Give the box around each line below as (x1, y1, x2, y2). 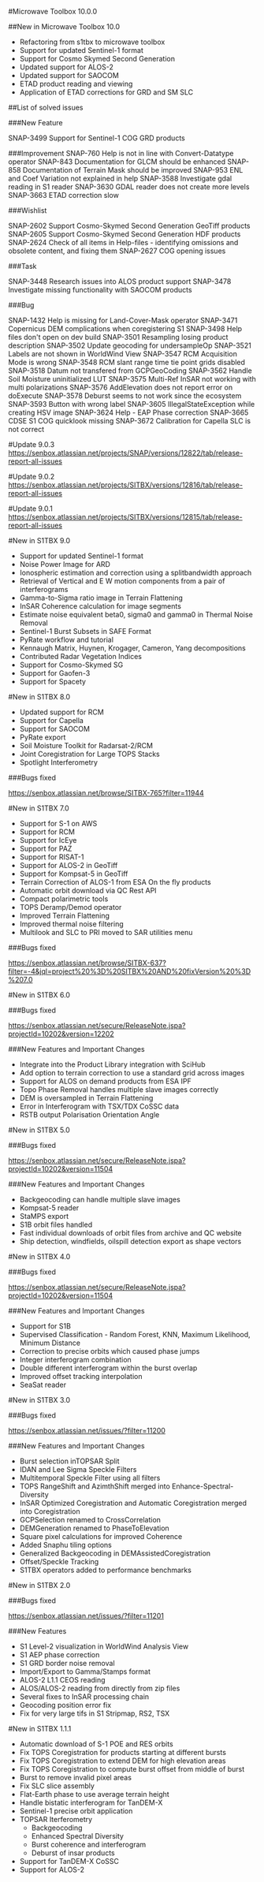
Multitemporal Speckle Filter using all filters (19, 1474, 161, 1482)
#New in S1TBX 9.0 (8, 536, 71, 545)
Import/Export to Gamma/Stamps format (19, 1667, 151, 1676)
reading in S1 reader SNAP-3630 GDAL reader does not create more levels (8, 182, 250, 192)
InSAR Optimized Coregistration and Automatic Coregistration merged (19, 1498, 247, 1507)
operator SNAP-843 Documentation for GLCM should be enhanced (8, 157, 226, 166)
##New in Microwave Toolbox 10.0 (8, 22, 121, 31)
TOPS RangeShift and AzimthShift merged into (19, 1481, 171, 1491)
